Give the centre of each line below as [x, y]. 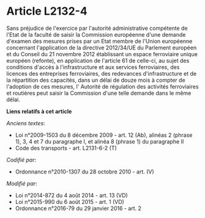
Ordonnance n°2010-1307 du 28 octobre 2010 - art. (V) [84, 172]
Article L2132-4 [47, 11]
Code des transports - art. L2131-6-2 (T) [66, 148]
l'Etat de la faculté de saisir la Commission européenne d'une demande [96, 34]
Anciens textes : [26, 123]
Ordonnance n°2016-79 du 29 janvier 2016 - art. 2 [78, 208]
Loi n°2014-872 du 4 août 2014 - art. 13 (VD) [72, 195]
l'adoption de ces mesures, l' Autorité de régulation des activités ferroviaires [102, 86]
